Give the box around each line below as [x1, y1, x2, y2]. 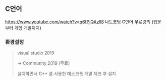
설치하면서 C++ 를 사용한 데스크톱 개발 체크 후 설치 [17, 71, 116, 77]
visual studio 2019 [17, 50, 55, 56]
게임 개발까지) [14, 25, 42, 31]
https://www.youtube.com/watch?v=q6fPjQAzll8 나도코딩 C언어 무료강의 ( [5, 19, 154, 25]
